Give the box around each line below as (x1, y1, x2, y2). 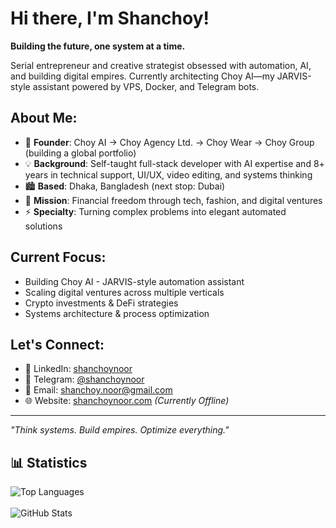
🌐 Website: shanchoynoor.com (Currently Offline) (24, 395, 230, 407)
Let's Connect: (10, 336, 105, 353)
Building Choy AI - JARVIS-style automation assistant (24, 275, 245, 287)
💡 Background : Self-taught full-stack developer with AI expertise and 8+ (24, 157, 325, 169)
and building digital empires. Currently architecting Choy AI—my (10, 70, 275, 82)
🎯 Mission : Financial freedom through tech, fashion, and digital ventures (24, 194, 323, 206)
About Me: (10, 110, 78, 127)
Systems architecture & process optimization (24, 307, 210, 319)
